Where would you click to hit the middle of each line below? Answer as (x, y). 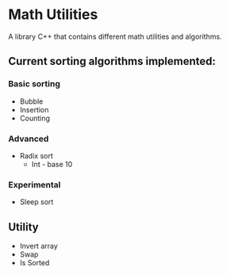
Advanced (29, 139)
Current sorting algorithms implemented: (112, 61)
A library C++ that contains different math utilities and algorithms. (115, 36)
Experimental (34, 185)
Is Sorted (34, 263)
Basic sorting (34, 84)
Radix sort (36, 155)
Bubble (31, 101)
